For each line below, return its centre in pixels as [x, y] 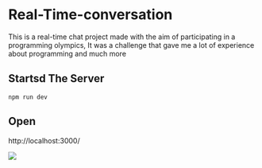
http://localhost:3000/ [44, 140]
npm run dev [28, 97]
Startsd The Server [56, 78]
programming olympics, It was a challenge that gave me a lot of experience [131, 45]
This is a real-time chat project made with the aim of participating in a [122, 37]
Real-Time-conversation [91, 15]
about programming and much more [67, 53]
